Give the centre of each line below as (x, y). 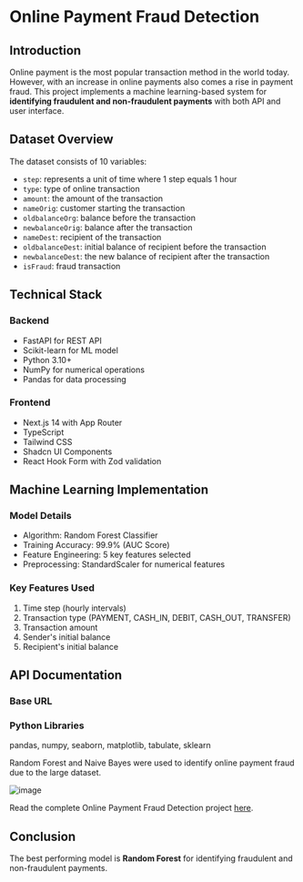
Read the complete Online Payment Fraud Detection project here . (131, 808)
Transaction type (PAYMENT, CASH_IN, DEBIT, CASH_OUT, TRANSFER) (157, 617)
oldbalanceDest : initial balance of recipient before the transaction (144, 247)
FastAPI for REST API (62, 340)
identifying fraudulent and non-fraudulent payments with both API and (145, 101)
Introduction (45, 51)
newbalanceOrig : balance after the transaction (107, 227)
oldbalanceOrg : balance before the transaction (109, 218)
